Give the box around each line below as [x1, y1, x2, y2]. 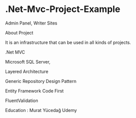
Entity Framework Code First [5, 87, 64, 93]
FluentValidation [5, 97, 38, 103]
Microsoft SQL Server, [5, 58, 51, 64]
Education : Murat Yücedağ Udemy [5, 107, 77, 113]
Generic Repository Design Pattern [5, 78, 77, 84]
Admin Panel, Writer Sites [5, 20, 57, 26]
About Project [5, 29, 33, 35]
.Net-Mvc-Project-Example [5, 3, 121, 15]
